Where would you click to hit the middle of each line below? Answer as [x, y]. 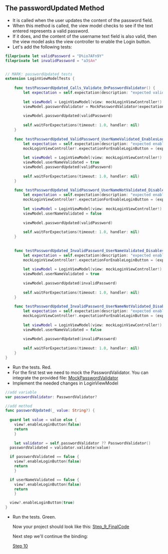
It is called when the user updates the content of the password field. [83, 20]
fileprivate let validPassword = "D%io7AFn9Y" [54, 56]
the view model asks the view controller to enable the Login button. [81, 41]
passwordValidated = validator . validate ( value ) [60, 448]
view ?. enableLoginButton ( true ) [42, 503]
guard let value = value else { [43, 420]
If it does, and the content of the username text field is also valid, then [84, 36]
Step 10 [20, 546]
